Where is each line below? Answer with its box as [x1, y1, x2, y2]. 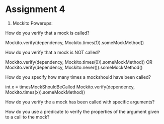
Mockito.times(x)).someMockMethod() [5, 89, 86, 95]
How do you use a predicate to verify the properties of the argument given [5, 108, 159, 114]
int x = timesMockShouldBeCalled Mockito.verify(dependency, [5, 84, 135, 90]
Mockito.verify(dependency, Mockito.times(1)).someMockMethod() [5, 39, 144, 46]
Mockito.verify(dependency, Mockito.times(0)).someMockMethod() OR [5, 59, 152, 65]
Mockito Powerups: [12, 20, 53, 26]
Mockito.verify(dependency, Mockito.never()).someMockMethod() [5, 64, 143, 70]
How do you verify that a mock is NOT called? [5, 49, 101, 55]
